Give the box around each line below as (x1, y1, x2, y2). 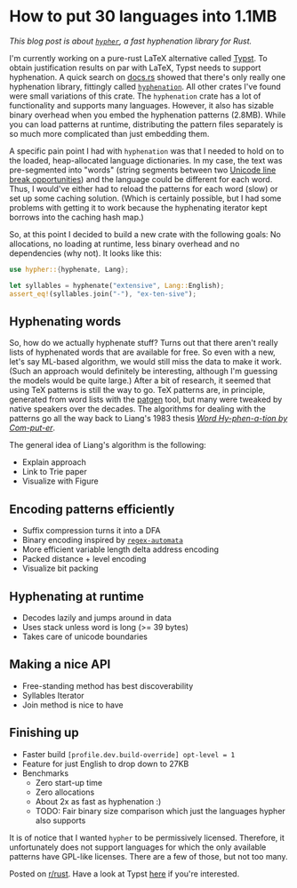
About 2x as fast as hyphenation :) (35, 796, 162, 806)
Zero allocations (35, 787, 95, 797)
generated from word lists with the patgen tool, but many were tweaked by (9, 394, 283, 405)
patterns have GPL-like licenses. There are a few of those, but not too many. (9, 851, 288, 861)
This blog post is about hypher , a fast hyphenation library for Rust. (9, 36, 253, 46)
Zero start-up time (35, 777, 103, 788)
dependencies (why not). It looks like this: (9, 247, 162, 259)
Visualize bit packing (21, 563, 99, 574)
